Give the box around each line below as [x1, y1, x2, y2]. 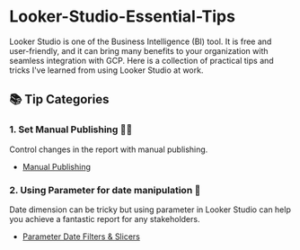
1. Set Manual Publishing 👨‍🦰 [9, 123, 133, 136]
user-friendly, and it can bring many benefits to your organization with [9, 45, 269, 56]
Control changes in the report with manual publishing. [9, 144, 208, 155]
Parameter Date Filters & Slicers [22, 231, 141, 242]
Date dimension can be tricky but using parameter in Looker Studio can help [9, 204, 292, 215]
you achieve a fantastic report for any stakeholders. [9, 213, 200, 224]
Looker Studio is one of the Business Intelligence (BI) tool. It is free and [9, 36, 272, 47]
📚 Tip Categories [9, 92, 110, 107]
